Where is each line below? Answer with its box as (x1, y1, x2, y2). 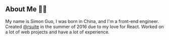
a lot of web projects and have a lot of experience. (5, 28, 110, 35)
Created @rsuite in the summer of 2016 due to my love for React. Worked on (5, 23, 164, 29)
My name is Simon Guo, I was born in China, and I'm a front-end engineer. (5, 18, 159, 24)
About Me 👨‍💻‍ (5, 5, 47, 13)
